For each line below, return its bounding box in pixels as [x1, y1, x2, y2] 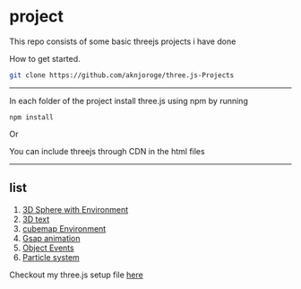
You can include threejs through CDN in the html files [9, 145, 205, 156]
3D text [21, 214, 50, 224]
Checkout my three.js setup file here [9, 269, 143, 280]
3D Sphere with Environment [21, 204, 128, 215]
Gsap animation [21, 232, 81, 243]
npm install [9, 112, 54, 122]
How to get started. [9, 53, 81, 64]
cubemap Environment [21, 223, 107, 234]
